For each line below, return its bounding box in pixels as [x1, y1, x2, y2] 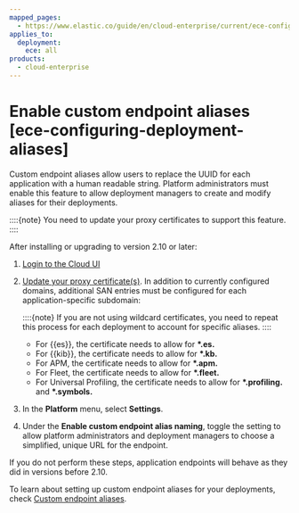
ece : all [25, 46, 58, 55]
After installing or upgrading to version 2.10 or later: [9, 241, 198, 252]
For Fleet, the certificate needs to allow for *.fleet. [35, 367, 220, 377]
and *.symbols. [35, 385, 93, 397]
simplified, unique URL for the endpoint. [21, 439, 169, 451]
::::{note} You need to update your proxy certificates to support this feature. [9, 214, 287, 225]
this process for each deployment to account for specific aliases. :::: [21, 321, 271, 332]
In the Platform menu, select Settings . [21, 403, 164, 414]
